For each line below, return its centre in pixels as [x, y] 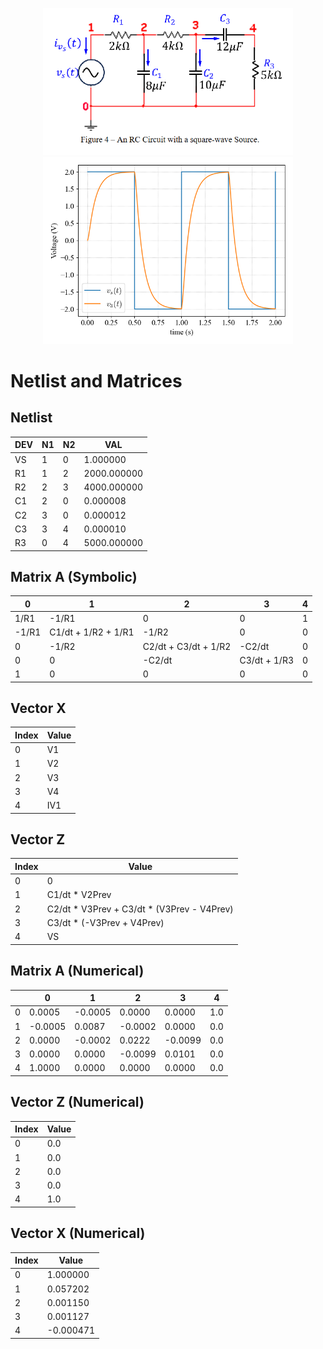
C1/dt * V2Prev [79, 895]
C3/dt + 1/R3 [266, 660]
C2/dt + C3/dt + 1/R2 [187, 646]
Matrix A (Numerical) [77, 971]
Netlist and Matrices [96, 380]
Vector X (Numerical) [78, 1233]
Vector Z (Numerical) [77, 1102]
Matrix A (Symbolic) [74, 576]
